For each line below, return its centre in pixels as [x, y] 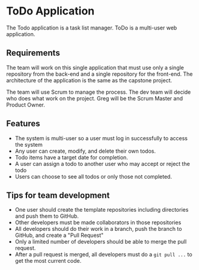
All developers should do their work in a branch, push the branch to [98, 229]
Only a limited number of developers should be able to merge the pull [101, 242]
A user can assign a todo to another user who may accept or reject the [103, 164]
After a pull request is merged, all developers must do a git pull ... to [103, 254]
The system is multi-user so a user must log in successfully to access [101, 138]
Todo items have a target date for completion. [71, 157]
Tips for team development [58, 195]
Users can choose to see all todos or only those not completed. [93, 176]
